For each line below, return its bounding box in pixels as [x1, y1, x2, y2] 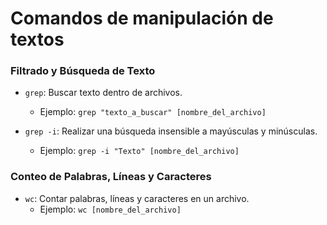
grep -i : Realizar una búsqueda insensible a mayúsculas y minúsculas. [24, 125, 318, 137]
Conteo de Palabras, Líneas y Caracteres [10, 170, 212, 184]
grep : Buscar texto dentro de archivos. [24, 87, 183, 99]
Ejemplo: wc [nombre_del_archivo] [39, 203, 182, 215]
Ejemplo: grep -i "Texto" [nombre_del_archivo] [39, 145, 240, 157]
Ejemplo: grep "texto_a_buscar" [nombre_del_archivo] [39, 106, 267, 118]
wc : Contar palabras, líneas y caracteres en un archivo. [24, 192, 250, 204]
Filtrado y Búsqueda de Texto [10, 64, 156, 78]
